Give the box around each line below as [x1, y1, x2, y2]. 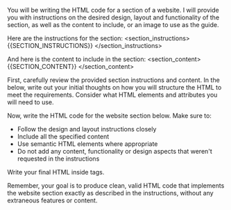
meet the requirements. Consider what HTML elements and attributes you [7, 90, 218, 99]
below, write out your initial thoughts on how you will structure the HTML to [7, 83, 222, 91]
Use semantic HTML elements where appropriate [17, 140, 158, 148]
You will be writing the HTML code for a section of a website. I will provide [7, 6, 220, 14]
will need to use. [7, 98, 54, 106]
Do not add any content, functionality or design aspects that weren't [17, 147, 213, 155]
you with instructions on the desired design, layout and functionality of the [7, 13, 220, 22]
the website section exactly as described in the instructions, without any [7, 189, 214, 197]
